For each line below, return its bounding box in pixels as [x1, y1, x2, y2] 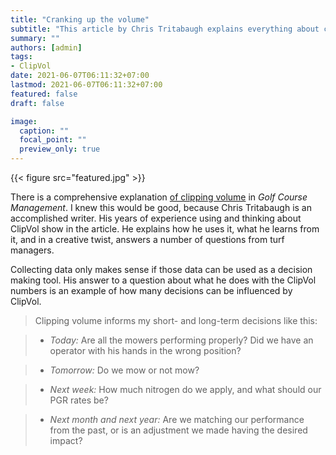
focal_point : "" [19, 135, 87, 145]
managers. [10, 244, 55, 256]
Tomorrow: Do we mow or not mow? [49, 364, 200, 376]
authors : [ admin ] [10, 42, 83, 53]
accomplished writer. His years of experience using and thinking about [10, 212, 302, 224]
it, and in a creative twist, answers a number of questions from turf [10, 234, 285, 245]
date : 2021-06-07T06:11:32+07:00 [10, 71, 150, 81]
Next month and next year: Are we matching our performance [49, 414, 305, 425]
